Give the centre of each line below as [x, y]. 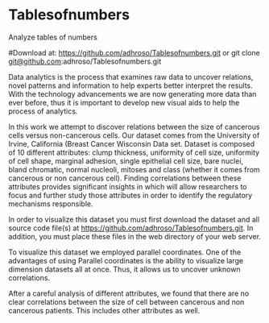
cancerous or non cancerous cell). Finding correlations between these [125, 178]
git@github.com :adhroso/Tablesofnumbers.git [85, 61]
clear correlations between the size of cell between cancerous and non [126, 302]
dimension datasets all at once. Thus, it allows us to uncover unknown [124, 269]
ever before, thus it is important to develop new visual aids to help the [124, 102]
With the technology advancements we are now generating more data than [132, 93]
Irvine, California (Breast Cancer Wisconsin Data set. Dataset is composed [132, 143]
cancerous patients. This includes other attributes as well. [104, 310]
